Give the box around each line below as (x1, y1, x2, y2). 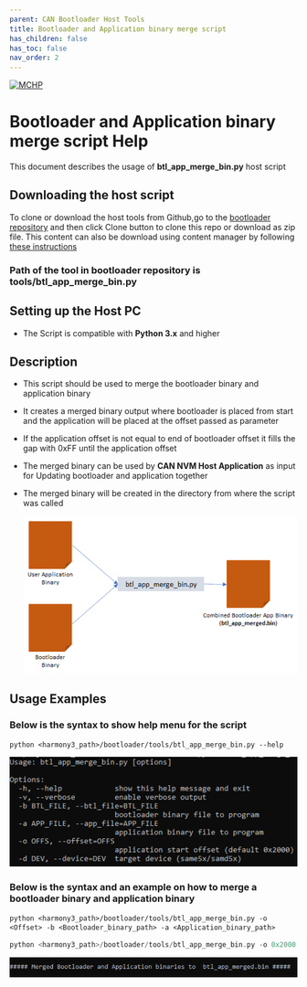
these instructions (9, 240, 78, 251)
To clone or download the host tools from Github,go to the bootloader (9, 211, 271, 223)
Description (9, 355, 78, 369)
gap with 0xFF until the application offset (22, 443, 177, 454)
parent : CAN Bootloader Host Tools (9, 15, 145, 24)
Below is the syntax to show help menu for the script (9, 718, 247, 731)
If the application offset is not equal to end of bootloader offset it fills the (22, 433, 296, 444)
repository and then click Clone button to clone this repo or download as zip (9, 221, 296, 232)
